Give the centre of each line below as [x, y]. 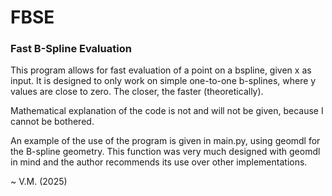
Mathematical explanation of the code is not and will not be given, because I [167, 111]
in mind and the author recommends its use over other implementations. [159, 162]
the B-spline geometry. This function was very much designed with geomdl [165, 152]
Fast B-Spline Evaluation [71, 49]
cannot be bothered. [52, 122]
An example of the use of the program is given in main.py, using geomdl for [165, 141]
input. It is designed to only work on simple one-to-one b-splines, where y [163, 81]
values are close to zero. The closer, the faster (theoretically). [137, 92]
